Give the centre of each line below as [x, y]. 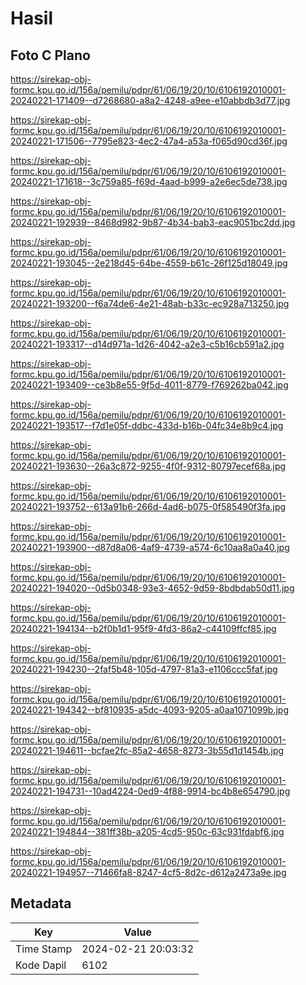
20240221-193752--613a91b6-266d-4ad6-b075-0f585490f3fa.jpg [148, 506]
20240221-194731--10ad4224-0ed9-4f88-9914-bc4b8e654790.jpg [150, 791]
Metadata [41, 903]
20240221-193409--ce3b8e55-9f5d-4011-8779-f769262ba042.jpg [149, 385]
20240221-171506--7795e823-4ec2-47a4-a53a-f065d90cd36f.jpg [149, 141]
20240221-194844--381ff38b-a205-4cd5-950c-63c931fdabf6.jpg [147, 831]
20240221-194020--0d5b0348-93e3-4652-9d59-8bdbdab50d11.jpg [152, 588]
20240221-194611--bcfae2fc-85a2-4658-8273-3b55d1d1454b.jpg [147, 750]
